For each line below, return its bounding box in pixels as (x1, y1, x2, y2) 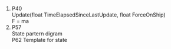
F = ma (11, 18, 29, 24)
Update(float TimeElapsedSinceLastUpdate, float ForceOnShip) (11, 11, 166, 18)
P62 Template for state (11, 37, 68, 43)
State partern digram (11, 30, 63, 37)
